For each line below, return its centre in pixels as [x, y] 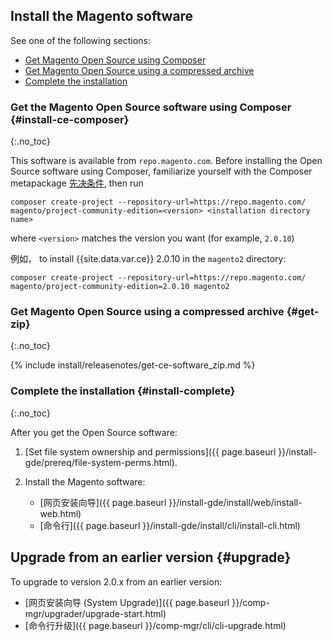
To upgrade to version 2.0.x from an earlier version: [116, 581]
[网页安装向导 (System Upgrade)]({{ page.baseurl [127, 602]
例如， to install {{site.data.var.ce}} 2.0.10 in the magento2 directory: [148, 259]
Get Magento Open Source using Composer [115, 60]
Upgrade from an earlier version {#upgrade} [151, 557]
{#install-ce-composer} [70, 119]
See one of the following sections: [80, 40]
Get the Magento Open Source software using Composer [151, 107]
